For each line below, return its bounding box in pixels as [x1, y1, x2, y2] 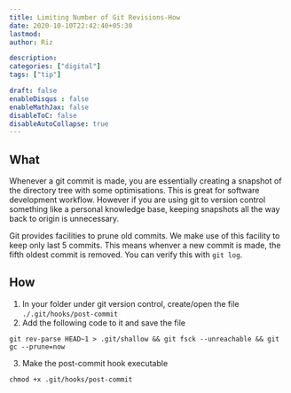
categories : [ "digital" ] [9, 62, 101, 71]
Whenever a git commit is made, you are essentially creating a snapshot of [9, 176, 282, 186]
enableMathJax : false [9, 103, 90, 112]
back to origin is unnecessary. [9, 214, 120, 224]
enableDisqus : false [9, 94, 90, 103]
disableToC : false [9, 111, 77, 120]
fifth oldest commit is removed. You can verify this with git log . [9, 249, 243, 260]
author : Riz [9, 37, 53, 47]
